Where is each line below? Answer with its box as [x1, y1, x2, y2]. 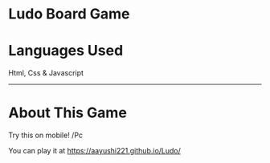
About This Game [8, 104, 127, 122]
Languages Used [8, 42, 124, 60]
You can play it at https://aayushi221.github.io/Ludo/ [8, 146, 181, 156]
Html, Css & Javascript [8, 68, 84, 78]
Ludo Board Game [8, 5, 130, 23]
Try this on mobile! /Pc [8, 130, 83, 141]
